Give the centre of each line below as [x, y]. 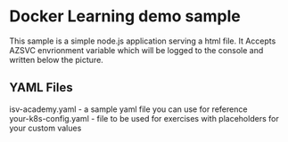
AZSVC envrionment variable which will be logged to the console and [136, 50]
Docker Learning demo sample [125, 16]
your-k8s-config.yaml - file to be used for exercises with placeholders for [144, 118]
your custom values [45, 128]
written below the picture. [57, 59]
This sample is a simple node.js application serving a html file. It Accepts [143, 41]
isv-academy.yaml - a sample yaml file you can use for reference [128, 109]
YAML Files [41, 87]
